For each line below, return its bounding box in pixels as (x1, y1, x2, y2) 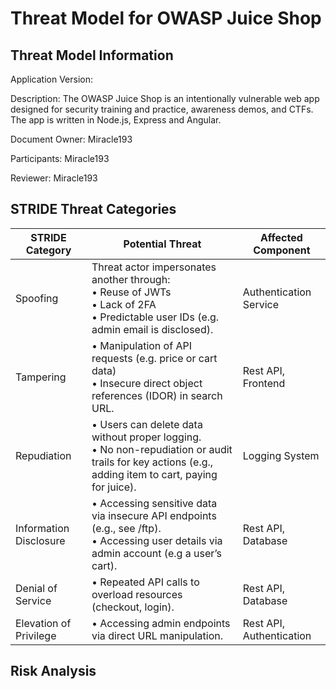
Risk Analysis (10, 663, 97, 680)
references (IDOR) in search (91, 388, 223, 402)
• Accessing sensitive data (91, 496, 218, 510)
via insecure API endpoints (91, 508, 217, 522)
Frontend (242, 376, 286, 390)
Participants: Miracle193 (10, 153, 110, 164)
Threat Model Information (10, 47, 174, 64)
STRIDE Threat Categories (10, 201, 177, 218)
